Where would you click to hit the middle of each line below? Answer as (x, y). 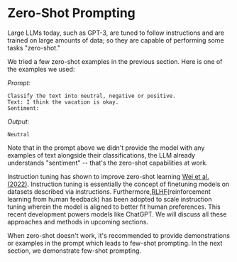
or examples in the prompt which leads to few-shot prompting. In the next (115, 243)
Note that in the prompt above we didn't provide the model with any (106, 148)
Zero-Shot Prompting (72, 13)
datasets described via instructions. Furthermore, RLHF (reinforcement (109, 191)
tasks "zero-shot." (34, 48)
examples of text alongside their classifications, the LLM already (101, 155)
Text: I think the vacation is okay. (63, 102)
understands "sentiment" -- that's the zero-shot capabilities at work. (108, 163)
